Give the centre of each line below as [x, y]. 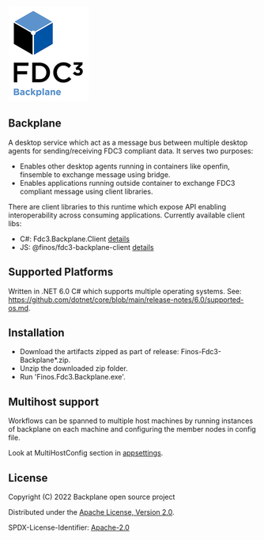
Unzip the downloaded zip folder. [74, 368]
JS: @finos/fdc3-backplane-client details [87, 247]
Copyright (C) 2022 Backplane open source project [92, 497]
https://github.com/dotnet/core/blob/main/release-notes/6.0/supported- [126, 300]
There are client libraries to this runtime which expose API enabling [117, 206]
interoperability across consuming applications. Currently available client [126, 215]
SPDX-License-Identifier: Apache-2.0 [69, 527]
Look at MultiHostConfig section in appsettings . [86, 453]
